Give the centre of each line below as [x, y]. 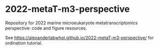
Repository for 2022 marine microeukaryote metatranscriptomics [71, 23]
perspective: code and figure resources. [46, 28]
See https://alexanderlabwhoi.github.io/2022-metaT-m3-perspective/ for [79, 38]
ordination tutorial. [24, 43]
